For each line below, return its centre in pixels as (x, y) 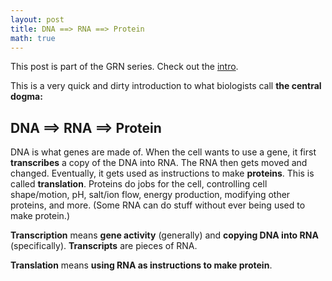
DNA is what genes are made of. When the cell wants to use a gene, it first (163, 152)
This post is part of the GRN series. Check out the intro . (124, 67)
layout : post (37, 19)
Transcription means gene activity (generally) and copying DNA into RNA (164, 235)
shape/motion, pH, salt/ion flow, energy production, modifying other (150, 195)
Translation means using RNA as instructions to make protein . (141, 265)
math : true (33, 38)
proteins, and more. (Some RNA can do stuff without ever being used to (158, 205)
